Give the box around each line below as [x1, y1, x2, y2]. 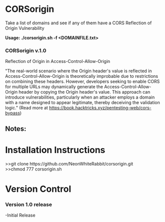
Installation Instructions [5, 144, 106, 156]
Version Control [5, 183, 71, 194]
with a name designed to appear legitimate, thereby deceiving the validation [5, 100, 160, 106]
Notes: [5, 124, 26, 133]
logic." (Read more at [5, 105, 48, 111]
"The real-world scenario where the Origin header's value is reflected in [5, 68, 152, 74]
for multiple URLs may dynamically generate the [5, 84, 103, 90]
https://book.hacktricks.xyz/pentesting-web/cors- [49, 105, 152, 111]
